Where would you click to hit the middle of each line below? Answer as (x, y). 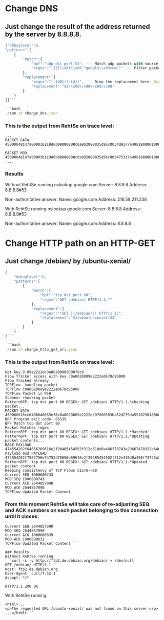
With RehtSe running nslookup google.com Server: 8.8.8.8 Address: (73, 209)
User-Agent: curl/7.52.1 (30, 574)
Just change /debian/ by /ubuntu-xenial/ (68, 261)
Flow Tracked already (27, 380)
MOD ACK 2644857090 (25, 487)
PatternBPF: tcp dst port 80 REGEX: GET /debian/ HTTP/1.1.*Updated (76, 462)
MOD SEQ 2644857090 (25, 531)
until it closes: (22, 516)
